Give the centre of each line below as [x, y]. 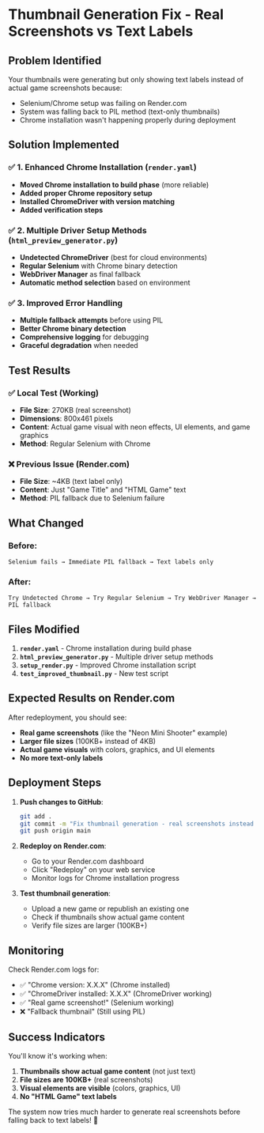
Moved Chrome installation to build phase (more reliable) [114, 184]
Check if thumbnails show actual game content [108, 917]
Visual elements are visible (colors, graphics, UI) [100, 1088]
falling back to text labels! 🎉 [53, 1120]
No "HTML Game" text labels [68, 1096]
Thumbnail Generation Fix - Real [116, 15]
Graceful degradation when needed [79, 346]
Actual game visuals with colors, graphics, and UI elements [117, 750]
